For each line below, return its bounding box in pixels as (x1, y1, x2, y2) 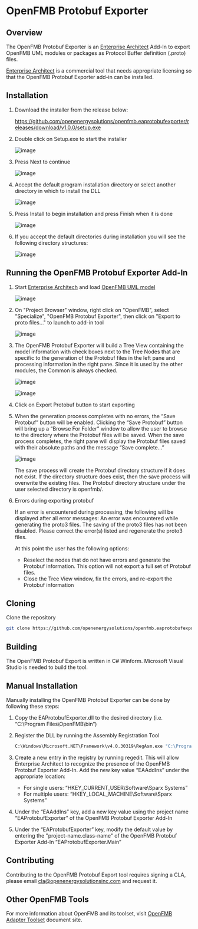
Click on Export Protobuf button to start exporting (14, 401, 136, 408)
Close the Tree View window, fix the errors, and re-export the (23, 575, 173, 582)
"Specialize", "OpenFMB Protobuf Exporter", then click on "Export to (14, 313, 181, 320)
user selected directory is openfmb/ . (14, 485, 104, 493)
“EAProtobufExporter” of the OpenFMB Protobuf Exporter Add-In (14, 814, 173, 821)
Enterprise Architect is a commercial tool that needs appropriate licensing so (6, 67, 192, 74)
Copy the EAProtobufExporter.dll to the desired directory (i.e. (14, 714, 163, 721)
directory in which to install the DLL (14, 187, 101, 194)
